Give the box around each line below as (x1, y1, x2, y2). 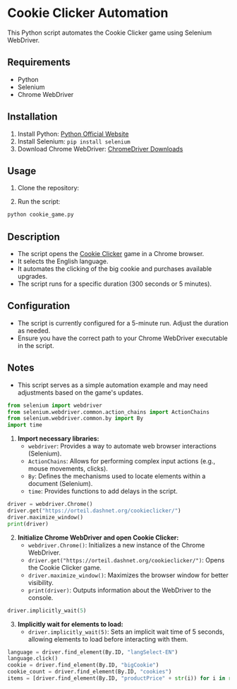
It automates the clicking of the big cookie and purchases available (17, 265, 212, 273)
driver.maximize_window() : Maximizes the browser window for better (28, 571, 229, 579)
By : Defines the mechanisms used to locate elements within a (28, 472, 206, 480)
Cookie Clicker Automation (7, 5, 169, 21)
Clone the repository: (17, 184, 80, 192)
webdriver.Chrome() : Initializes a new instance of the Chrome (28, 540, 205, 549)
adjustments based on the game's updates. (17, 388, 144, 397)
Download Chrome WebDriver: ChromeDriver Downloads (17, 144, 183, 153)
